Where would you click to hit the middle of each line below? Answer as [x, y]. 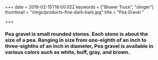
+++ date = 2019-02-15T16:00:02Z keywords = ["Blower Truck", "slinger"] [79, 7]
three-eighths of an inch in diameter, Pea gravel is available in [79, 46]
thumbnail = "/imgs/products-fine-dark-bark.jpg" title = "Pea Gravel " [75, 12]
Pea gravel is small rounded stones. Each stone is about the [77, 34]
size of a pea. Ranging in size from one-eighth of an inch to [76, 40]
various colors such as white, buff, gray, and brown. [68, 52]
